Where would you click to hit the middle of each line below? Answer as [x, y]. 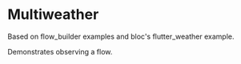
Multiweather [53, 15]
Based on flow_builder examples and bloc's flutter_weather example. [121, 36]
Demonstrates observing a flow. [60, 51]
